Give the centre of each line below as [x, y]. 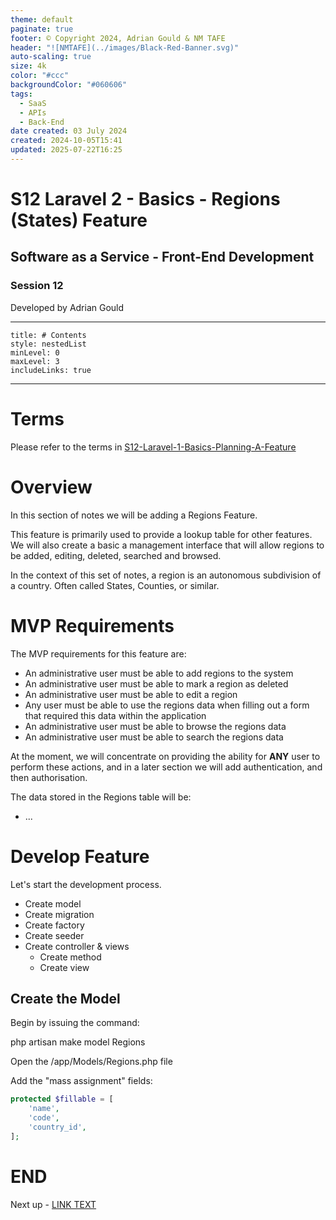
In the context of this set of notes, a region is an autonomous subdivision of [166, 575]
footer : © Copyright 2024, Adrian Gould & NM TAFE [118, 38]
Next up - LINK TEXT [53, 1204]
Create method [70, 957]
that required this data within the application [115, 715]
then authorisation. [49, 777]
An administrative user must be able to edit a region [131, 694]
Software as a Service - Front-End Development [162, 257]
